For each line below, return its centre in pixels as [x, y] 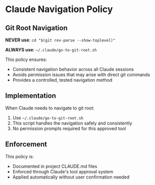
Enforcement [26, 144]
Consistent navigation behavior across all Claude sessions [73, 69]
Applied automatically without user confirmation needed [71, 177]
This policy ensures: [26, 59]
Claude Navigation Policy [59, 9]
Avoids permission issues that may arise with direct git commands [81, 75]
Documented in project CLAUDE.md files [55, 166]
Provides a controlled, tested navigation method [62, 80]
